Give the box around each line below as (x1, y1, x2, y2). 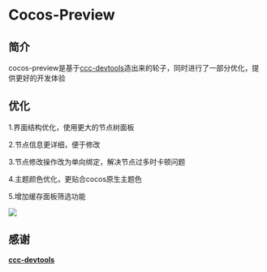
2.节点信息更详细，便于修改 (8, 140, 101, 149)
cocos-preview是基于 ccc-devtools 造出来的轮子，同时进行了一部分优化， (8, 63, 252, 72)
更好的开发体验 (15, 73, 66, 83)
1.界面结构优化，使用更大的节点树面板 (8, 122, 135, 132)
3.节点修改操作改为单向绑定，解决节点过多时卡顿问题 (8, 157, 186, 166)
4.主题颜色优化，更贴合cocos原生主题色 (8, 174, 142, 183)
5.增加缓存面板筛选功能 (8, 191, 86, 201)
